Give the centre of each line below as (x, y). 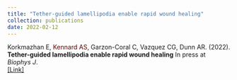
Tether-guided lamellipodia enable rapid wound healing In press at (107, 55)
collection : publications (45, 21)
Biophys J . (23, 62)
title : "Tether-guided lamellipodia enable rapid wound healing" (105, 14)
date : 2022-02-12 (33, 27)
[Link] (16, 70)
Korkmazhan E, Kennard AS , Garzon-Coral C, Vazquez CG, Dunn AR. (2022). (119, 47)
